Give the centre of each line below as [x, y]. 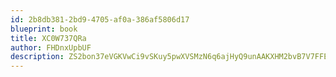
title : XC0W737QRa [48, 38]
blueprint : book [44, 29]
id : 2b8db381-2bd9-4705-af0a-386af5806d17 [100, 19]
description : [37, 57]
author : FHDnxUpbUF [51, 47]
